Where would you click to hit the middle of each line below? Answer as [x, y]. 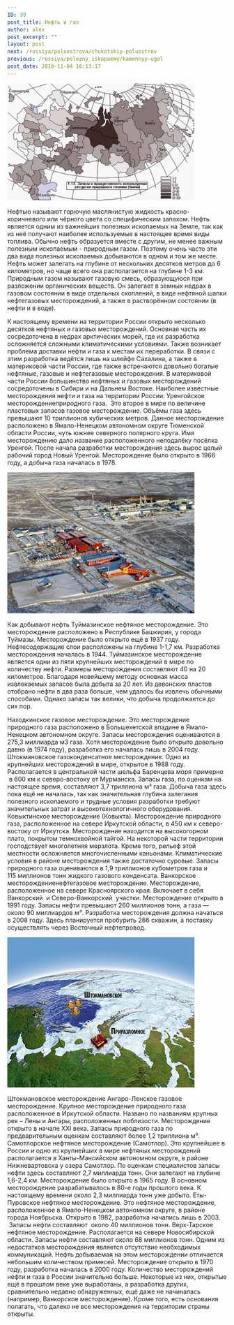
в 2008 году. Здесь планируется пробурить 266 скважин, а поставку [110, 920]
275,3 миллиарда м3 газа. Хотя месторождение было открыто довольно [116, 742]
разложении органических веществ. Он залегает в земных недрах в [109, 286]
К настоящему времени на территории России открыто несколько [107, 321]
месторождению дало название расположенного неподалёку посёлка [112, 440]
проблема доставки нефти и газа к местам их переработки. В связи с [111, 351]
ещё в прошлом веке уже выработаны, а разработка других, [98, 1284]
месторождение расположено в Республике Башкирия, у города [104, 631]
